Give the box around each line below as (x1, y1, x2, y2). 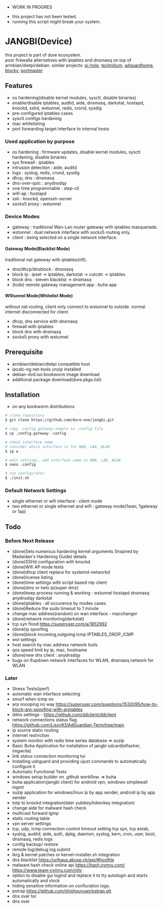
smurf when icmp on (12, 696, 54, 702)
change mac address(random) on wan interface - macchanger (12, 610, 138, 617)
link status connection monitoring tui (12, 753, 86, 759)
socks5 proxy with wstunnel (12, 334, 69, 340)
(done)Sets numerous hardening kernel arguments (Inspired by (12, 548, 139, 554)
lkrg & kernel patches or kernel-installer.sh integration (12, 852, 120, 858)
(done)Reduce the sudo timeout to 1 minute (12, 605, 99, 611)
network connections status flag (12, 717, 77, 723)
